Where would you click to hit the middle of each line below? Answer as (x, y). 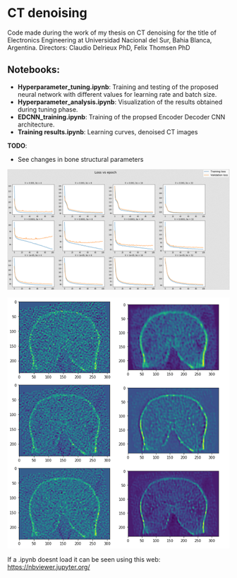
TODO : (17, 146)
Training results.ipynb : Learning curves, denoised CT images (108, 131)
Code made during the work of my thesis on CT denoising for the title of (112, 33)
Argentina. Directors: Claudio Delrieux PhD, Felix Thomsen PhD (99, 47)
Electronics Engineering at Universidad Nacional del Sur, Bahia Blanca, (110, 40)
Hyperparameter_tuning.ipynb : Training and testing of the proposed (118, 87)
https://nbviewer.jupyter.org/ (49, 567)
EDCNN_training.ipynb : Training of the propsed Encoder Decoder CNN (121, 117)
